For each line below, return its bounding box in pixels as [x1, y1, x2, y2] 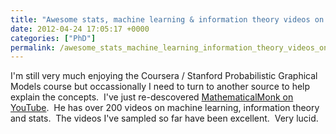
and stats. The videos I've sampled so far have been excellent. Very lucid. [10, 112, 319, 125]
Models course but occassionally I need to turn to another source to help [10, 81, 311, 93]
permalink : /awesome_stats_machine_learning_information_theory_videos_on [10, 42, 329, 53]
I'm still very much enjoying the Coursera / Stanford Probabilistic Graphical [10, 70, 318, 82]
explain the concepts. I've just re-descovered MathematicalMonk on [10, 91, 294, 103]
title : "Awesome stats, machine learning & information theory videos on [10, 14, 325, 25]
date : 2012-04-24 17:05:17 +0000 [10, 24, 150, 34]
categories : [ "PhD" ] [10, 33, 97, 43]
